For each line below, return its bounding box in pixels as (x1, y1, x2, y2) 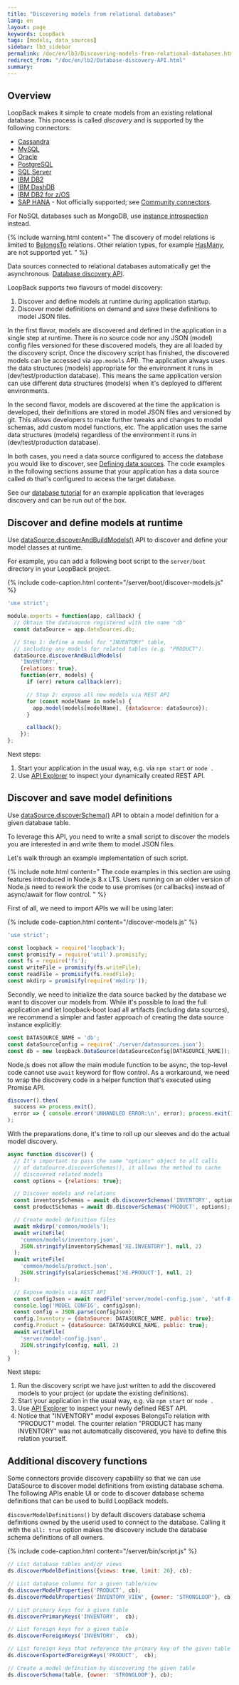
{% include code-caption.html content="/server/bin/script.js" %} (7, 1547, 198, 1555)
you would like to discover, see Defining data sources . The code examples (7, 460, 225, 468)
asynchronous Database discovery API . (7, 270, 124, 278)
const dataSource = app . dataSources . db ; (14, 626, 135, 633)
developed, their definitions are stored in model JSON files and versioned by (7, 408, 231, 416)
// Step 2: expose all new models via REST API (26, 691, 171, 698)
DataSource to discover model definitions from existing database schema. (7, 1481, 224, 1490)
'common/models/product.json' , (20, 1263, 113, 1270)
